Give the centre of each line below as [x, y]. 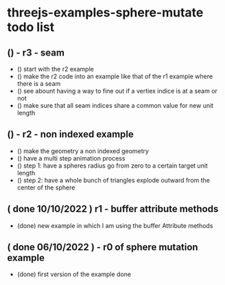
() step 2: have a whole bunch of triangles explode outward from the [114, 180]
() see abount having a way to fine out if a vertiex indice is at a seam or [117, 91]
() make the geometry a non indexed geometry [83, 151]
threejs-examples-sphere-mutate [105, 13]
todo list [31, 27]
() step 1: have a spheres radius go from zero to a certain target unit [112, 166]
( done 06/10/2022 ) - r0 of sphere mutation [103, 248]
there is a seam [39, 83]
